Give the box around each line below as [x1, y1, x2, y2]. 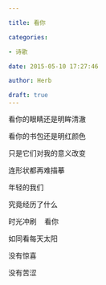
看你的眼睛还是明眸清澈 [8, 114, 86, 124]
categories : [8, 33, 48, 41]
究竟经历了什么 [8, 200, 58, 209]
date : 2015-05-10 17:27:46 [8, 62, 99, 71]
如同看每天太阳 [8, 234, 58, 243]
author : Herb [8, 77, 52, 85]
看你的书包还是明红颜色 [8, 132, 86, 140]
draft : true [8, 92, 48, 100]
